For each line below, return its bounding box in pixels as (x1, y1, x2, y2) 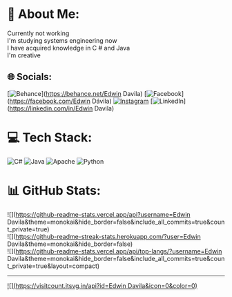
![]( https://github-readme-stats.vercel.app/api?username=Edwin (7, 210, 191, 218)
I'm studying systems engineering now (7, 36, 117, 44)
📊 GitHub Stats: (7, 182, 101, 198)
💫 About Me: (7, 6, 80, 22)
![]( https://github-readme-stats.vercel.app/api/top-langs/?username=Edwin (7, 247, 222, 255)
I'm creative (7, 51, 41, 59)
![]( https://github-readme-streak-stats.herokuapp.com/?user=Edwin (7, 232, 202, 240)
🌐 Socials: (7, 71, 52, 83)
